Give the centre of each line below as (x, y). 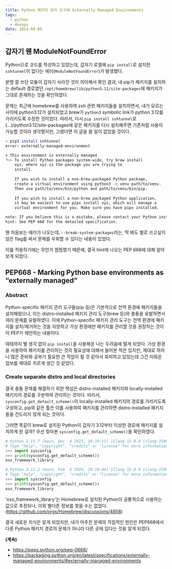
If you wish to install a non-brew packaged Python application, (86, 198)
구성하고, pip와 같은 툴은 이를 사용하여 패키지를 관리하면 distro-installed (78, 408)
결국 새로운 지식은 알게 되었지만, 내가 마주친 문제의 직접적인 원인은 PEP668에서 (85, 522)
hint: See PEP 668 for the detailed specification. (61, 222)
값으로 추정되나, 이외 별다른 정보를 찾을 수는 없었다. (56, 506)
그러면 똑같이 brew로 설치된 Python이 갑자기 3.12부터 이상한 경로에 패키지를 (81, 425)
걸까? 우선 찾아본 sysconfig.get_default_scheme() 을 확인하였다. (90, 431)
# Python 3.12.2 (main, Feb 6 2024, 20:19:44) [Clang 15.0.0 (73, 470)
